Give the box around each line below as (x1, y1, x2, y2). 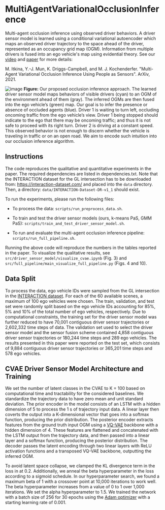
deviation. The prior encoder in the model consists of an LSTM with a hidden (5, 401, 161, 407)
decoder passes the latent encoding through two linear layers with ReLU (5, 443, 152, 449)
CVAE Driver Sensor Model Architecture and (5, 364, 144, 373)
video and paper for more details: (5, 56, 73, 62)
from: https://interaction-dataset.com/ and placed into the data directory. (5, 181, 153, 187)
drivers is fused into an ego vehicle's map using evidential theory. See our (5, 51, 155, 57)
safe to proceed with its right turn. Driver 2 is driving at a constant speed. (5, 122, 154, 128)
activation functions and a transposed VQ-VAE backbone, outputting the (5, 448, 152, 454)
